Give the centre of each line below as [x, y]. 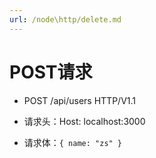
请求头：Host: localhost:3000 [84, 121]
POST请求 [51, 72]
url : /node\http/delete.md [65, 19]
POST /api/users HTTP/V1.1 [80, 100]
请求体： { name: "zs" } [73, 142]
